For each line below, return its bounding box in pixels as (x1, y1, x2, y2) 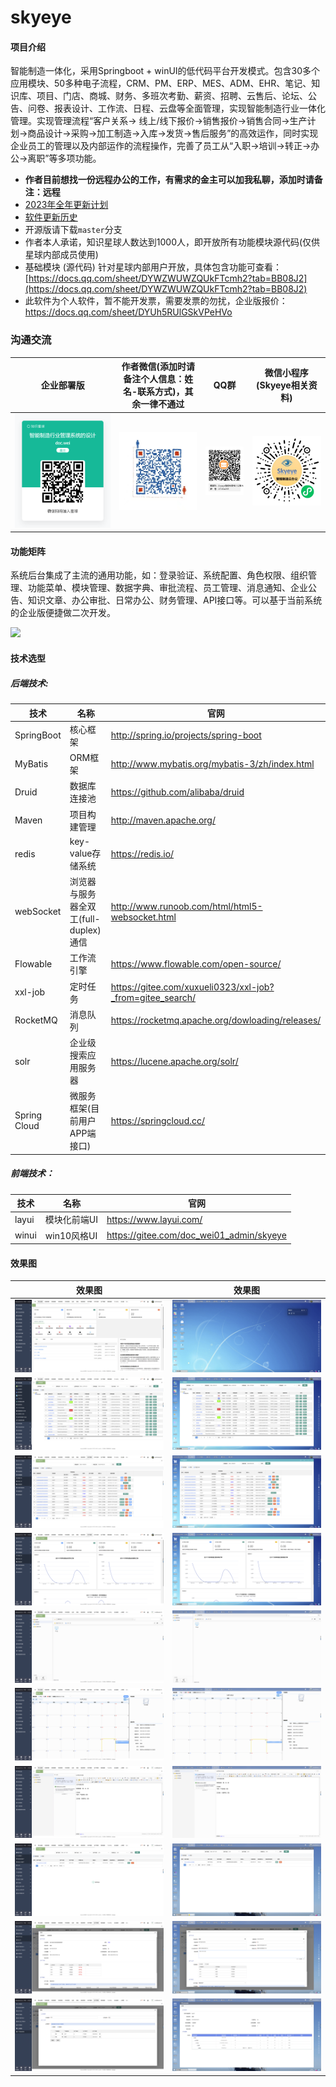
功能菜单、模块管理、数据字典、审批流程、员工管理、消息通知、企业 (27, 582, 308, 594)
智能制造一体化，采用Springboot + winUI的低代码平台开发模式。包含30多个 (10, 65, 321, 77)
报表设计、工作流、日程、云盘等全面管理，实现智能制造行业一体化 (53, 102, 326, 115)
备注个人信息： (123, 373, 185, 385)
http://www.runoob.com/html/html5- (110, 900, 263, 912)
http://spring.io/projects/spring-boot (110, 729, 262, 741)
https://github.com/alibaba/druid (110, 786, 245, 798)
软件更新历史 (24, 211, 78, 223)
